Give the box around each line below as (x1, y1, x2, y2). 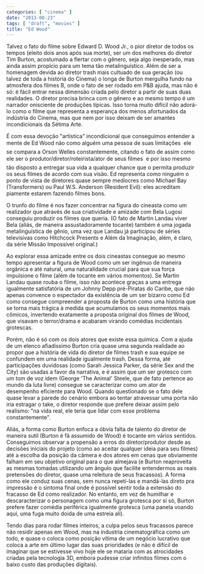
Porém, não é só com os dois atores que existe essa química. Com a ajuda (6, 336, 193, 343)
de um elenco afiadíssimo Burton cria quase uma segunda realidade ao (6, 342, 185, 350)
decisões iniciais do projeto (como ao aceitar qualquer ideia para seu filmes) (6, 445, 198, 452)
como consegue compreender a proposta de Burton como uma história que (6, 298, 196, 306)
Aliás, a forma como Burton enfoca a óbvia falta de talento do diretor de (6, 425, 186, 433)
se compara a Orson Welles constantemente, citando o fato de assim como (6, 148, 195, 156)
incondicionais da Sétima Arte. (6, 120, 83, 128)
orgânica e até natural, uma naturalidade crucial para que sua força (6, 265, 175, 273)
